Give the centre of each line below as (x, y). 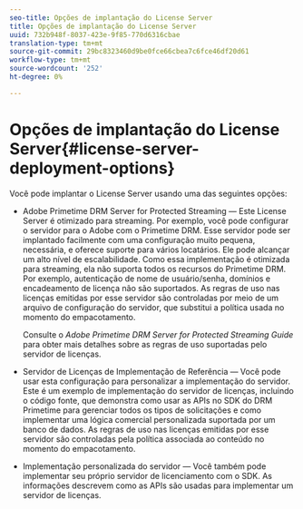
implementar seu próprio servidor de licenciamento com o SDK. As (147, 475)
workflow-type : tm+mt (50, 60)
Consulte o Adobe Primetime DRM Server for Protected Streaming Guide (158, 334)
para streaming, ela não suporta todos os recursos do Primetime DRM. (154, 269)
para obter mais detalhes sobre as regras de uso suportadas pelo (145, 344)
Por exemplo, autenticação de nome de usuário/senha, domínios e (147, 279)
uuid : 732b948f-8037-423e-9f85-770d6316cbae (95, 34)
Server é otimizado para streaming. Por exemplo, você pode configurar (155, 220)
